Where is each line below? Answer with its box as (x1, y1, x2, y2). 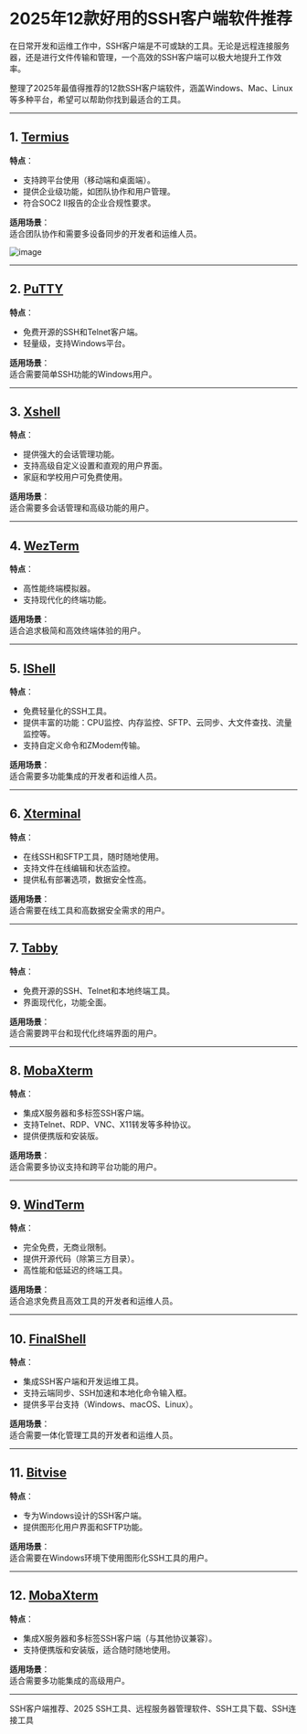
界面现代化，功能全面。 (22, 997, 111, 1008)
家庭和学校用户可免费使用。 (22, 471, 128, 482)
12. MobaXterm (9, 1588, 99, 1603)
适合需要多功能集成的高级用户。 (9, 1675, 130, 1686)
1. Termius (9, 130, 69, 145)
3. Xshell (9, 404, 61, 419)
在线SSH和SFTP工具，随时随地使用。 (22, 851, 164, 862)
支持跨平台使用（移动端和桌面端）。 (22, 174, 155, 185)
